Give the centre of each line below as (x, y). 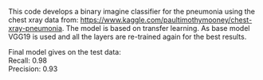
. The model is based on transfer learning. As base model (156, 28)
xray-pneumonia (35, 28)
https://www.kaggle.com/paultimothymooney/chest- (166, 20)
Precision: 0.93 (33, 69)
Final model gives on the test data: (65, 52)
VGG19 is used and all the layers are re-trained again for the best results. (128, 36)
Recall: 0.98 (28, 60)
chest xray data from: (43, 20)
